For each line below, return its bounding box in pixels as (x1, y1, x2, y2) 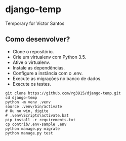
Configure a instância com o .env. (12, 70, 83, 76)
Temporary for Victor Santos (5, 20, 65, 26)
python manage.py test (5, 130, 53, 135)
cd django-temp (5, 95, 37, 100)
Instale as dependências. (12, 64, 65, 70)
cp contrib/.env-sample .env (5, 122, 67, 127)
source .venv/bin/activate (5, 104, 62, 109)
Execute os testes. (12, 81, 52, 87)
